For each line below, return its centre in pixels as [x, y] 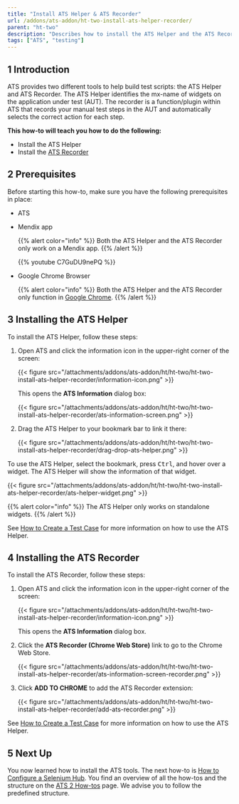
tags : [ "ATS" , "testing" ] [46, 41]
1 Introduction [38, 69]
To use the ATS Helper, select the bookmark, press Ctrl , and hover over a [117, 463]
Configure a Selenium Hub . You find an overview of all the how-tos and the [117, 778]
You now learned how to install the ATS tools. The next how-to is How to [113, 770]
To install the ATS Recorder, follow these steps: [76, 575]
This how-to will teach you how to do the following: [84, 130]
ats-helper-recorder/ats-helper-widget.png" [72, 493]
